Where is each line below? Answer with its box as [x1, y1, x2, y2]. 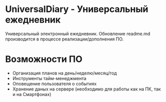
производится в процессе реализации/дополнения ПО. [5, 36, 124, 42]
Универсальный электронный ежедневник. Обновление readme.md [5, 30, 150, 36]
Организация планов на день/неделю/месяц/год [12, 70, 117, 76]
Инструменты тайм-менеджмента [12, 75, 87, 81]
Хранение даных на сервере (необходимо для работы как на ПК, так [12, 86, 161, 92]
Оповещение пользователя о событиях [12, 80, 97, 86]
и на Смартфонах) [12, 91, 52, 97]
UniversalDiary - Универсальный [5, 3, 149, 15]
